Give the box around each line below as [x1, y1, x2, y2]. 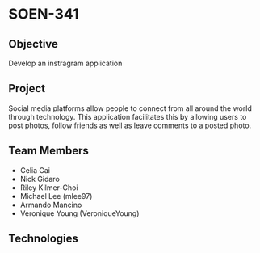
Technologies [8, 232, 79, 246]
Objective [8, 37, 59, 51]
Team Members [8, 144, 89, 158]
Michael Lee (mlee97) [19, 191, 93, 200]
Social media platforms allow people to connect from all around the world [8, 103, 252, 113]
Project [8, 82, 46, 95]
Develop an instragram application [8, 58, 123, 68]
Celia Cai [19, 165, 51, 175]
